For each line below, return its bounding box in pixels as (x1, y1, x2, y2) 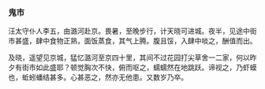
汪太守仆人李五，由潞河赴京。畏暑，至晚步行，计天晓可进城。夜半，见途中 (8, 26, 250, 36)
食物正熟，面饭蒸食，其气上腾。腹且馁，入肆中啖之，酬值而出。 (49, 36, 257, 46)
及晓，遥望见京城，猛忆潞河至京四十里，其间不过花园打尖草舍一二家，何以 (8, 53, 250, 62)
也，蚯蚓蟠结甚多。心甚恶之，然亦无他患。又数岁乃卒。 (8, 72, 188, 82)
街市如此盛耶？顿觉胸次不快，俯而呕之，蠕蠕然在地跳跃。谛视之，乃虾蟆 (21, 63, 257, 72)
